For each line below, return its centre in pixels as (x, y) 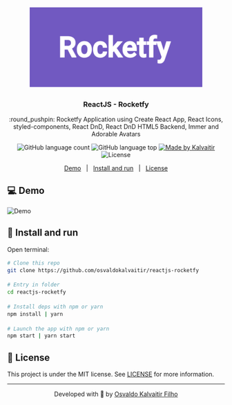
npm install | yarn (35, 314)
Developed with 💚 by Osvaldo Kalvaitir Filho (116, 394)
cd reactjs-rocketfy (37, 292)
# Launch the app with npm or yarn (58, 329)
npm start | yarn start (41, 336)
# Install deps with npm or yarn (55, 307)
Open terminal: (28, 249)
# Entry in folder (33, 285)
